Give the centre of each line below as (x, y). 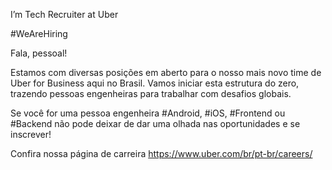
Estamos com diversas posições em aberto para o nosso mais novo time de (166, 72)
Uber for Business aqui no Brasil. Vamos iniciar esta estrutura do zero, (155, 83)
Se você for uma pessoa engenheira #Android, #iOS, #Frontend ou (148, 113)
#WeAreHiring (39, 33)
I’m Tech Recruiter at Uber (64, 14)
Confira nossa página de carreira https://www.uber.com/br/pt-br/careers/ (161, 153)
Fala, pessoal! (39, 53)
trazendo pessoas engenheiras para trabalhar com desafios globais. (151, 93)
